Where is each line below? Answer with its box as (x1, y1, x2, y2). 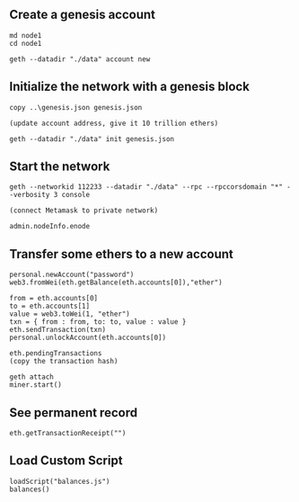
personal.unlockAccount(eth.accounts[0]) (9, 333, 167, 343)
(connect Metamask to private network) (9, 206, 159, 215)
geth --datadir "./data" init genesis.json (9, 134, 175, 143)
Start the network (9, 159, 110, 175)
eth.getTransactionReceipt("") (9, 429, 127, 438)
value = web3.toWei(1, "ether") (9, 309, 130, 318)
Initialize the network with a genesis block (9, 79, 250, 94)
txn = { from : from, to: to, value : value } (9, 318, 187, 327)
